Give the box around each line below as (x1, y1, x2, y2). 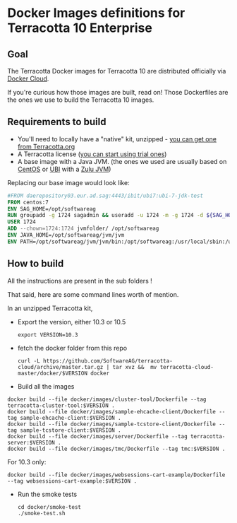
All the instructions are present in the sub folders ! (7, 276, 153, 285)
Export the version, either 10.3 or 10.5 (17, 317, 126, 326)
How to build (7, 258, 64, 270)
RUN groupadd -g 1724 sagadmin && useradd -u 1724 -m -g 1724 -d (7, 212, 204, 219)
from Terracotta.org (17, 142, 75, 151)
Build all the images (17, 382, 75, 390)
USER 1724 (7, 218, 37, 225)
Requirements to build (7, 116, 107, 128)
